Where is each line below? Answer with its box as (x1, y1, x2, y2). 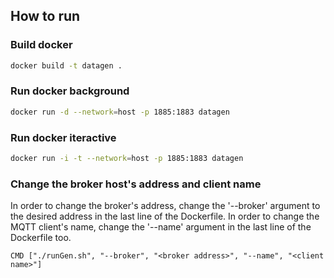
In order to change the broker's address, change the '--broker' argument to (10, 200, 321, 212)
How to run (10, 8, 81, 25)
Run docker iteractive (10, 130, 117, 144)
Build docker (10, 38, 73, 52)
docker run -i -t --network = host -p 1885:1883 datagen (10, 154, 244, 164)
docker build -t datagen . (10, 60, 123, 71)
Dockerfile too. (10, 232, 72, 244)
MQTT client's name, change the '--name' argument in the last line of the (10, 221, 312, 233)
